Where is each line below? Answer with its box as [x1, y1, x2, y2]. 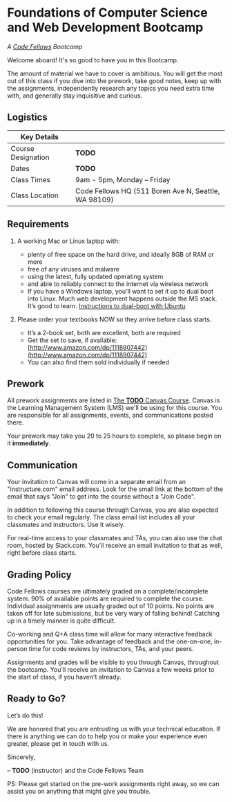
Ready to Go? [7, 693, 66, 704]
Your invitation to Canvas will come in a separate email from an [7, 478, 186, 486]
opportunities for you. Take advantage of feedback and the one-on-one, [7, 637, 213, 645]
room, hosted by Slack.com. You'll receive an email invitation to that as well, [7, 542, 223, 550]
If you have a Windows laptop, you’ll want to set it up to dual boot [27, 287, 214, 295]
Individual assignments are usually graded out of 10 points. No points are [7, 602, 215, 610]
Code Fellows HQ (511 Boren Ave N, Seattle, [75, 186, 220, 195]
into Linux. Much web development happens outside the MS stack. [27, 294, 217, 303]
